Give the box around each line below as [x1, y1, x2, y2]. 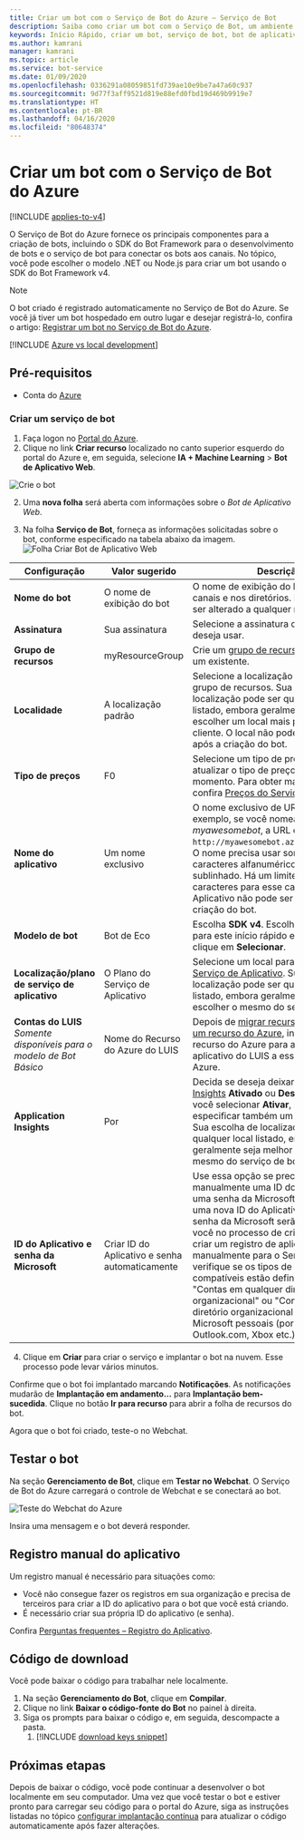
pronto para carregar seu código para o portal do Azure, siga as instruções [9, 1801, 290, 1812]
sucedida [9, 1398, 45, 1409]
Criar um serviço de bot [9, 412, 116, 424]
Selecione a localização [192, 670, 293, 683]
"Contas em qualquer [192, 1283, 283, 1296]
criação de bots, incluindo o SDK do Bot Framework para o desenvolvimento [9, 238, 294, 249]
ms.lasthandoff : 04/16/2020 [9, 114, 116, 123]
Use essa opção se [192, 1170, 274, 1183]
